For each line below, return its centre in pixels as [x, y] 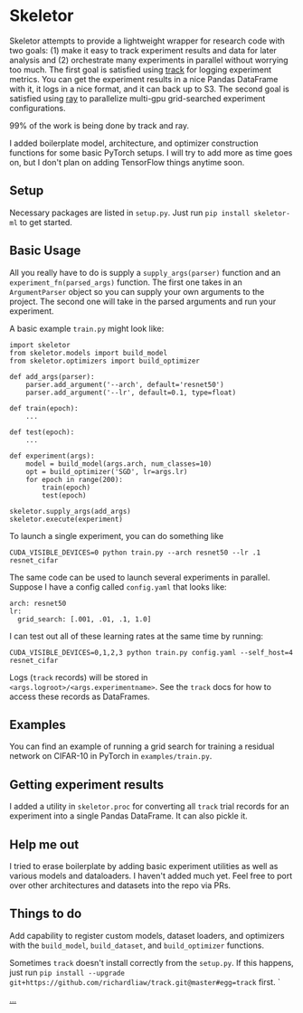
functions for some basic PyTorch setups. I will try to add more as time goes [151, 152]
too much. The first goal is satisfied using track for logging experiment [141, 70]
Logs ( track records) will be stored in [79, 677]
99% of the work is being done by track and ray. [99, 125]
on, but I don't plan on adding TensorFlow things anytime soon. [127, 162]
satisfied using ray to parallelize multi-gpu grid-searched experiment [137, 98]
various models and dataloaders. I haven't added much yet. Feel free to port [151, 876]
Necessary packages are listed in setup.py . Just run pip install [130, 213]
